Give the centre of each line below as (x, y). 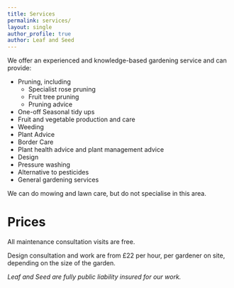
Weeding (31, 127)
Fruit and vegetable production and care (77, 120)
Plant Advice (36, 135)
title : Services (31, 14)
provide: (19, 68)
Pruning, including (44, 82)
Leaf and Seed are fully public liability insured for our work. (94, 277)
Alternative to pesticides (53, 172)
